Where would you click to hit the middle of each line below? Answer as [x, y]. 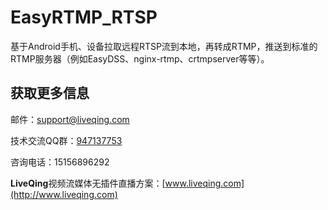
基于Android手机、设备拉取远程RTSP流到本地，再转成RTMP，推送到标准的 [164, 46]
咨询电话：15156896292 [60, 162]
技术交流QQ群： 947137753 [66, 140]
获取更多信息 [50, 93]
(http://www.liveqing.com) [64, 194]
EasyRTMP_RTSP [84, 17]
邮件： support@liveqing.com [70, 119]
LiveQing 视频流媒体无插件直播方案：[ [88, 183]
